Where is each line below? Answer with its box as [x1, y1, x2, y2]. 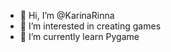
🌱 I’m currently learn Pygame [19, 31, 140, 42]
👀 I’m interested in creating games [19, 20, 162, 32]
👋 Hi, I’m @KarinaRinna [19, 10, 115, 21]
